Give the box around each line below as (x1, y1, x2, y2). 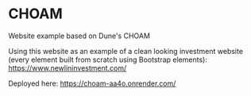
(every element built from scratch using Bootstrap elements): (8, 55, 208, 64)
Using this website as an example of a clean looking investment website (8, 46, 244, 56)
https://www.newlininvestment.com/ (8, 63, 127, 72)
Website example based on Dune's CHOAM (8, 31, 151, 40)
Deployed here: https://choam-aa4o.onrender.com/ (8, 79, 176, 88)
